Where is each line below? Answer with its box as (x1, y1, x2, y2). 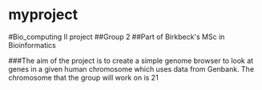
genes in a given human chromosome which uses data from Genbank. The (8, 64, 255, 73)
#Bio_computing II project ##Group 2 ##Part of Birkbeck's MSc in (8, 32, 225, 41)
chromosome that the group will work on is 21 (8, 72, 159, 82)
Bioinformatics (8, 40, 56, 49)
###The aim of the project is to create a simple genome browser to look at (8, 56, 254, 65)
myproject (8, 6, 79, 24)
